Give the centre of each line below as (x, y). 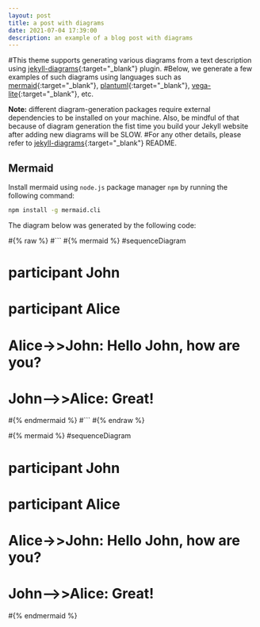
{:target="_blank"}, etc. (55, 94)
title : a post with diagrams (56, 23)
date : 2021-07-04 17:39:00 (53, 30)
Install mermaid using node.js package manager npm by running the (118, 187)
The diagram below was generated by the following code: (102, 225)
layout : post (30, 15)
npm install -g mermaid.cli (55, 210)
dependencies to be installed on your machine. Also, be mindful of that (124, 118)
